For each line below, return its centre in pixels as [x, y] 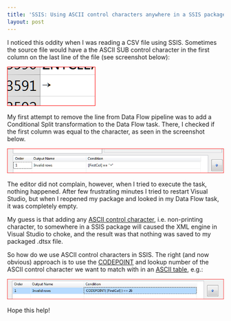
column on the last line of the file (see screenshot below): [89, 57]
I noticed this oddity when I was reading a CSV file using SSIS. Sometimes [112, 42]
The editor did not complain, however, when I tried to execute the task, [107, 184]
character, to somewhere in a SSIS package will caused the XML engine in [112, 227]
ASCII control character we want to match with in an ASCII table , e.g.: [105, 269]
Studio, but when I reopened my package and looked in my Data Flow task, [113, 198]
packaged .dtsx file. [35, 241]
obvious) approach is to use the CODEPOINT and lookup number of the [108, 262]
